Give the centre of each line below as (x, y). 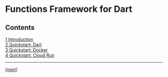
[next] (11, 70)
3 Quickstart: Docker (26, 50)
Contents (20, 28)
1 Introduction (19, 39)
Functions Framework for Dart (69, 9)
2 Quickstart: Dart (23, 45)
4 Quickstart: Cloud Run (30, 55)
